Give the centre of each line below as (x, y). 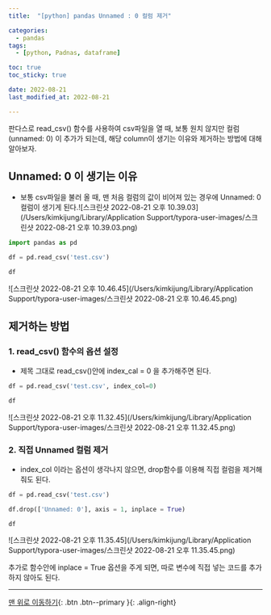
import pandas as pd (43, 243)
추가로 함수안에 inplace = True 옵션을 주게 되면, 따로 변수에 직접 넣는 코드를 (128, 567)
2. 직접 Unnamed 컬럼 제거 (58, 450)
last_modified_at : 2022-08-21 (59, 97)
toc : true (25, 68)
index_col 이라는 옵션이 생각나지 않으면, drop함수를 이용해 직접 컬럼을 (130, 469)
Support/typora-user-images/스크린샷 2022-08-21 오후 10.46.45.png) (123, 299)
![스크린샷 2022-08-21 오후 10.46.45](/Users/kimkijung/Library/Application (131, 289)
